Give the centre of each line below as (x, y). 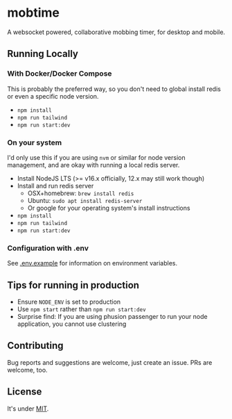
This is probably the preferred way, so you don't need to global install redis (114, 89)
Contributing (35, 346)
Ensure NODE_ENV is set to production (69, 302)
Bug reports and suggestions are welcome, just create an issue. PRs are (110, 362)
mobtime (34, 13)
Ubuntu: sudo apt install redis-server (85, 200)
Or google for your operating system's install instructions (109, 208)
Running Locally (43, 54)
